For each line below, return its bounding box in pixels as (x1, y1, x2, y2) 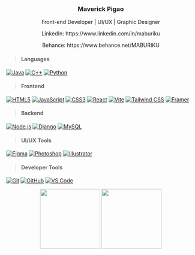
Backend (20, 110, 44, 117)
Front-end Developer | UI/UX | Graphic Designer (41, 19, 161, 26)
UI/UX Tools (20, 137, 52, 144)
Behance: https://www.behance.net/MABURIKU (41, 41, 160, 49)
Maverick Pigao (77, 5, 124, 13)
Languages (20, 55, 50, 62)
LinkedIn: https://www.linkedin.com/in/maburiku (41, 30, 160, 37)
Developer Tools (20, 164, 63, 171)
